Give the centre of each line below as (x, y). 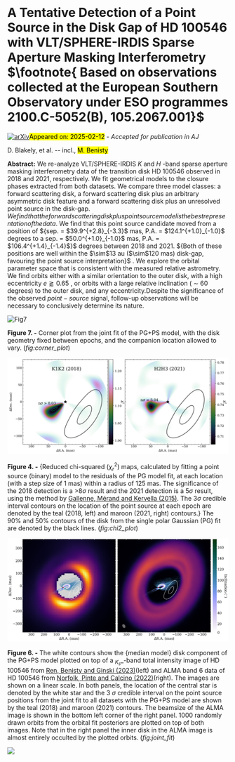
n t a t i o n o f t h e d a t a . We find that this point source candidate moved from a (112, 223)
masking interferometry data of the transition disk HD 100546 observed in (114, 171)
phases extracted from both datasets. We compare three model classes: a (114, 186)
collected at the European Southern (113, 87)
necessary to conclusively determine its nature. (76, 306)
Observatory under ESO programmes (118, 102)
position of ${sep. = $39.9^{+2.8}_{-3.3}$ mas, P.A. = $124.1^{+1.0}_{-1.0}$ (116, 231)
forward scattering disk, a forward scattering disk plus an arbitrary (103, 193)
